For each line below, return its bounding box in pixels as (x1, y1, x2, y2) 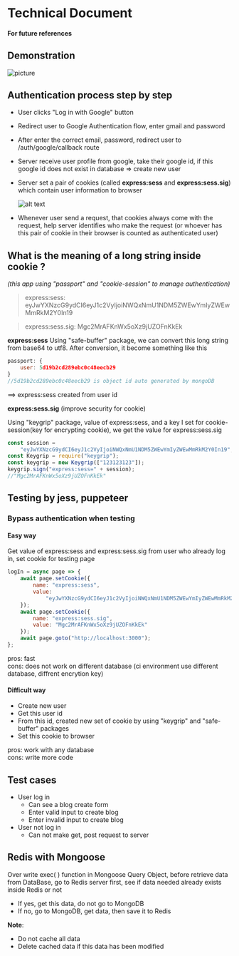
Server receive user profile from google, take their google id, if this (17, 157, 213, 165)
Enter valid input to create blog (28, 808, 119, 816)
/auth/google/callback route (17, 143, 100, 152)
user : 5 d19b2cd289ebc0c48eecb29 (20, 364, 116, 371)
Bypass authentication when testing (7, 513, 135, 523)
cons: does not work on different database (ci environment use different (7, 662, 218, 670)
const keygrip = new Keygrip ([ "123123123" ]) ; (7, 459, 144, 466)
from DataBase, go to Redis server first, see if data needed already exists (7, 878, 222, 886)
